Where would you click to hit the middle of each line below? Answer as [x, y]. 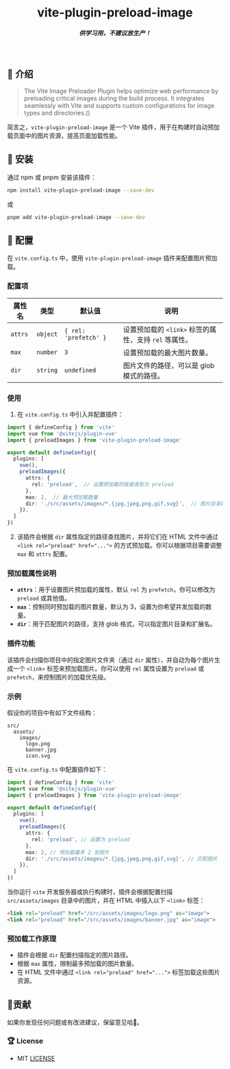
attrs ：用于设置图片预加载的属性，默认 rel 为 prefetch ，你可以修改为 [116, 589]
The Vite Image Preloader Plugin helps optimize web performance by [121, 91]
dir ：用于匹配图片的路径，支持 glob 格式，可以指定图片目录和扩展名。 [117, 624]
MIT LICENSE [36, 1059]
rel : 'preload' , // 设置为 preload [81, 840]
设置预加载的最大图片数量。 [167, 352]
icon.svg [38, 756]
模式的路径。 [143, 376]
